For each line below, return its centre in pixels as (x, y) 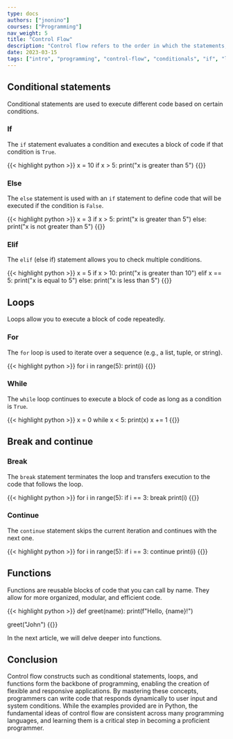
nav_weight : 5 (28, 33)
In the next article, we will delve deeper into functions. (85, 638)
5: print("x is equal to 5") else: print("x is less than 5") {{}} (89, 281)
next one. (21, 538)
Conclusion (33, 660)
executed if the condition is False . (55, 206)
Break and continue (50, 442)
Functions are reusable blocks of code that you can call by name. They (109, 590)
